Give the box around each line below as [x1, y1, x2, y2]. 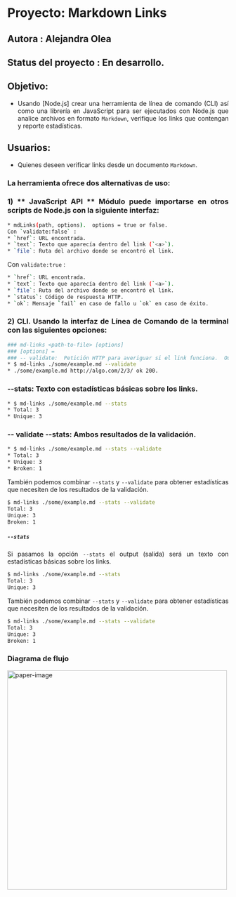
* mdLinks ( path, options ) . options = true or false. [7, 221, 169, 229]
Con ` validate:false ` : [7, 228, 77, 235]
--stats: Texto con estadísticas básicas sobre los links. [7, 384, 198, 394]
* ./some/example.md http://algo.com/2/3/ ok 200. [7, 367, 159, 375]
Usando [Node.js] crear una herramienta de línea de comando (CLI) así [17, 99, 229, 107]
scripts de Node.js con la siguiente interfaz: [7, 206, 159, 215]
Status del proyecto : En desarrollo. [7, 56, 165, 68]
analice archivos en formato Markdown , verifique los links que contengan [17, 114, 230, 122]
